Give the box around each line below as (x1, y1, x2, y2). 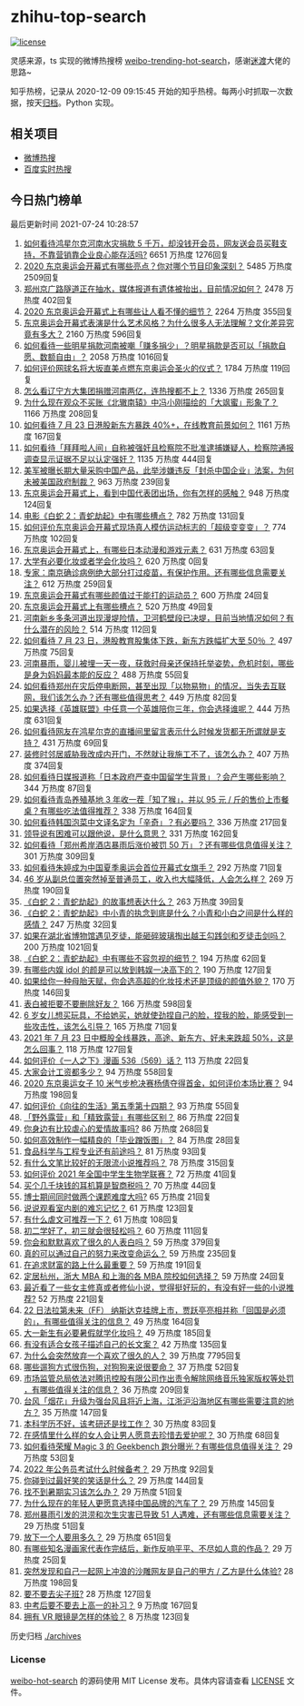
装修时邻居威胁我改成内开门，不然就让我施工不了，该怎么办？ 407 (23, 748, 271, 759)
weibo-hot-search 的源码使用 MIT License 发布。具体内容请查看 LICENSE (10, 1675, 285, 1686)
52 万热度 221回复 (37, 1293, 105, 1304)
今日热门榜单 (10, 192, 83, 208)
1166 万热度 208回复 (23, 408, 100, 419)
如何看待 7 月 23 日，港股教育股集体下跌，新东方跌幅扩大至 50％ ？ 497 (23, 635, 293, 646)
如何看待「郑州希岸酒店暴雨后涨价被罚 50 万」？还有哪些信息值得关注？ (23, 839, 293, 850)
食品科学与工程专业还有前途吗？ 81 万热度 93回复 (23, 1146, 208, 1157)
